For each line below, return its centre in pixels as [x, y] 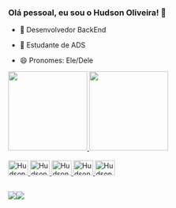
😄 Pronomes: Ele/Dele [56, 61]
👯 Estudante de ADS [52, 45]
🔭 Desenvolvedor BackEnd [63, 30]
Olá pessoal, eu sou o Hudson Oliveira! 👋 [87, 13]
